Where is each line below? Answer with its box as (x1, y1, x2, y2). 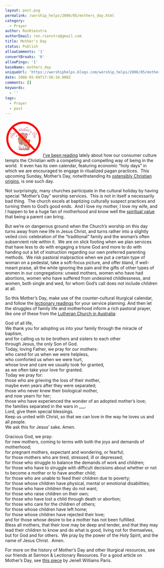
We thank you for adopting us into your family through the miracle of (5, 325, 143, 331)
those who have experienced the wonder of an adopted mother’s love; (5, 398, 146, 404)
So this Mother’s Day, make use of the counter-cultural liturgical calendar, (5, 295, 153, 301)
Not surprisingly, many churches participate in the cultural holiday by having (5, 188, 159, 194)
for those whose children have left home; (5, 506, 88, 512)
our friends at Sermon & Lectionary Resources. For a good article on (5, 552, 143, 558)
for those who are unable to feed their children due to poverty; (5, 475, 131, 481)
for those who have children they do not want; (5, 486, 98, 492)
